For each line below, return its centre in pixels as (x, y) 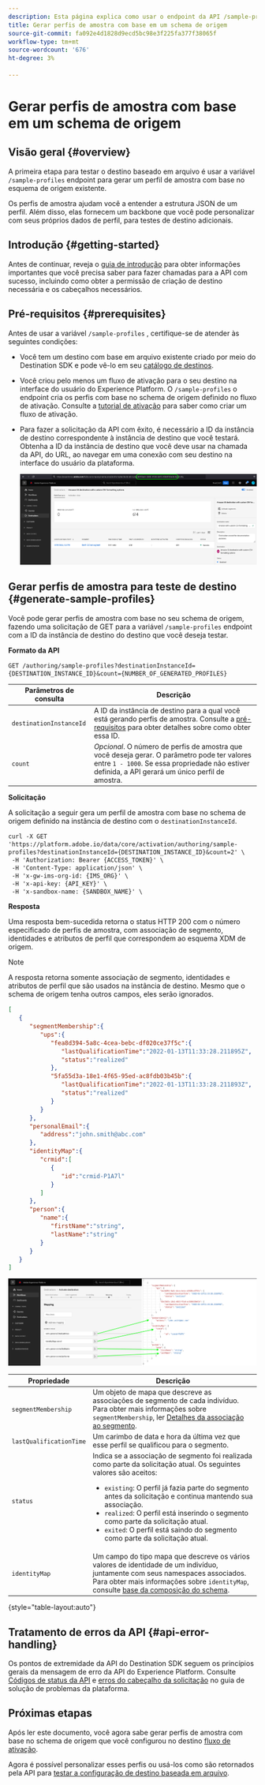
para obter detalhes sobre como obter (189, 727)
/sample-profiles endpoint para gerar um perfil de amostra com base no (127, 180)
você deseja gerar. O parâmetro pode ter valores (173, 754)
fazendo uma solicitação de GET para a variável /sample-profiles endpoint (130, 627)
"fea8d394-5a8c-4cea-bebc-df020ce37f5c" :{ (121, 1043)
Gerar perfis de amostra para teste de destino (123, 587)
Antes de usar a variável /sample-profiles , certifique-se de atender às (124, 333)
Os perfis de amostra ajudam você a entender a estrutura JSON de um (123, 203)
